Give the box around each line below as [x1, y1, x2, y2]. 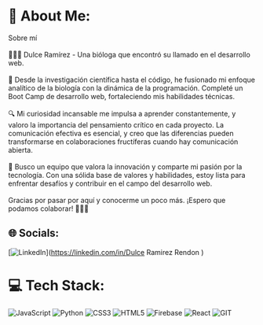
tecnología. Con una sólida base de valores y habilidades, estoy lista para [8, 170, 246, 179]
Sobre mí [8, 33, 38, 42]
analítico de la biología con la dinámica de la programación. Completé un [8, 83, 243, 93]
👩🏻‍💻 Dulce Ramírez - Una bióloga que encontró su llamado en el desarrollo [8, 50, 251, 59]
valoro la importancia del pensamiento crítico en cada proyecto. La [8, 120, 225, 129]
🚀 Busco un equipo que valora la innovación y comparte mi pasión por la [8, 161, 243, 172]
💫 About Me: [8, 7, 91, 25]
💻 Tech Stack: [8, 276, 105, 294]
